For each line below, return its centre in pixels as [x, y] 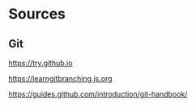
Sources [37, 14]
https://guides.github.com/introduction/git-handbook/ [98, 94]
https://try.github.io [40, 63]
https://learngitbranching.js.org [60, 78]
